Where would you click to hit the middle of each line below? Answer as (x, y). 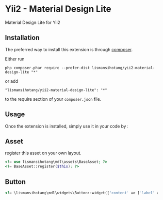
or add (12, 81)
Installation (22, 38)
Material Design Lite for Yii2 (33, 22)
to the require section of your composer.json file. (53, 99)
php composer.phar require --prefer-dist (48, 68)
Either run (15, 59)
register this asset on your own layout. (43, 153)
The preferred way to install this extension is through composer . (69, 49)
